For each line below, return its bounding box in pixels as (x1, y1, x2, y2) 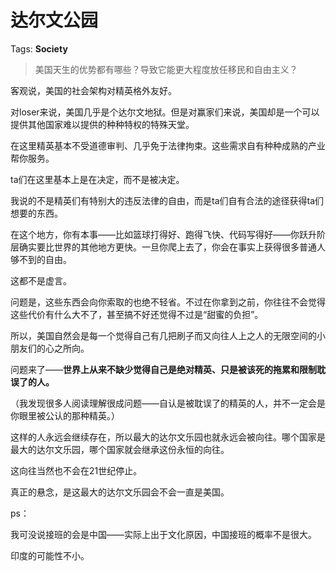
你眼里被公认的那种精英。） (10, 409, 120, 421)
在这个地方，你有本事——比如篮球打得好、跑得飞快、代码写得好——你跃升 (10, 228, 317, 240)
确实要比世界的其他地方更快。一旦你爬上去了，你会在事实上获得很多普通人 (18, 241, 326, 253)
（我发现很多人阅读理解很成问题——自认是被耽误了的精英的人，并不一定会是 (10, 397, 326, 409)
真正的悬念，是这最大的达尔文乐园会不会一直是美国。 (10, 486, 230, 498)
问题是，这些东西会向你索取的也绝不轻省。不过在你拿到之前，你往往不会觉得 (10, 296, 326, 308)
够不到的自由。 (10, 253, 72, 265)
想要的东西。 (10, 207, 63, 219)
